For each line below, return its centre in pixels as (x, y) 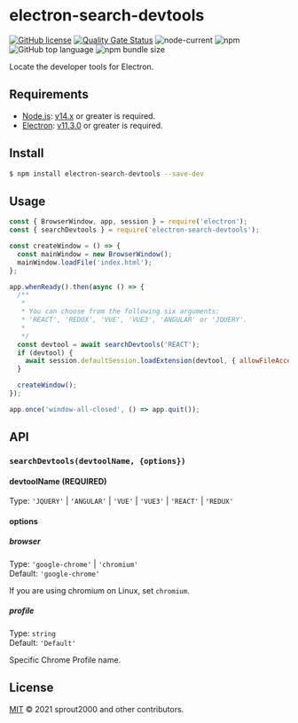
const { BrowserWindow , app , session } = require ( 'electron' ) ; (129, 222)
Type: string (32, 633)
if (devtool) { (45, 353)
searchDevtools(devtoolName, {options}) (98, 461)
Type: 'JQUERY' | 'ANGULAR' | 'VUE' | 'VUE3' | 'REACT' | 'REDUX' (122, 501)
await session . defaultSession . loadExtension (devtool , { (131, 361)
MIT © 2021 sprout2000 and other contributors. (97, 709)
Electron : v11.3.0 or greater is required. (92, 125)
